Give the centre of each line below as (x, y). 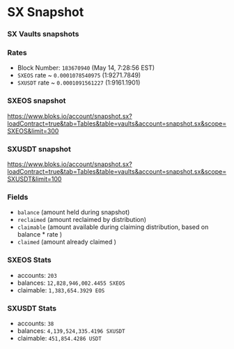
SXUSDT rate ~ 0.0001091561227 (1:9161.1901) (79, 83)
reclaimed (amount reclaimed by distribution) (82, 220)
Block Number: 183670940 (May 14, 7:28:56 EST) (86, 68)
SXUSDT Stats (32, 308)
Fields (18, 197)
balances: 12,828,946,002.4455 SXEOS (71, 283)
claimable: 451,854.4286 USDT (60, 338)
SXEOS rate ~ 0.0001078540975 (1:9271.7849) (79, 75)
